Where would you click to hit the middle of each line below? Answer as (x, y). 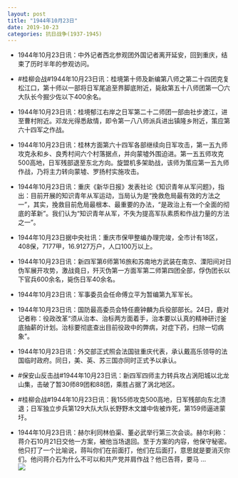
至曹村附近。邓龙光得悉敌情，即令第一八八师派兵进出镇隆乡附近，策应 (121, 121)
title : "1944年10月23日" (43, 21)
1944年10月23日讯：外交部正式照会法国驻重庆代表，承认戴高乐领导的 (119, 352)
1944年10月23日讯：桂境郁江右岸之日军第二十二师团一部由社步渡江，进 (123, 112)
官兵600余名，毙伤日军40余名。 (72, 279)
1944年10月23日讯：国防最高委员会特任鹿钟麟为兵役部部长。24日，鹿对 (123, 310)
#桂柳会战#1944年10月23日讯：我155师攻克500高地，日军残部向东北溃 (121, 400)
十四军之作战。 (46, 130)
